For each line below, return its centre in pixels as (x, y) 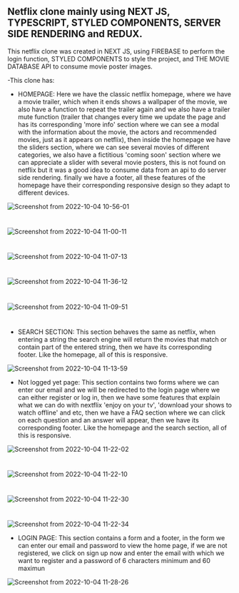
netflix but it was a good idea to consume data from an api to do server (122, 170)
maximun (31, 568)
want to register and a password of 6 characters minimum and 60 (114, 561)
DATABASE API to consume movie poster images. (80, 66)
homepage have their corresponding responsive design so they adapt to (124, 185)
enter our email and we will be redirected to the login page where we (118, 390)
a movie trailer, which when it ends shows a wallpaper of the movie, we (122, 101)
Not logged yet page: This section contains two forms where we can (118, 382)
